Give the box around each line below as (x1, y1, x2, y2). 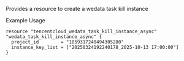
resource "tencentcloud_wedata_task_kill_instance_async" (6, 28, 157, 34)
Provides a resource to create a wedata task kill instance (6, 5, 148, 12)
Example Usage (6, 17, 45, 24)
